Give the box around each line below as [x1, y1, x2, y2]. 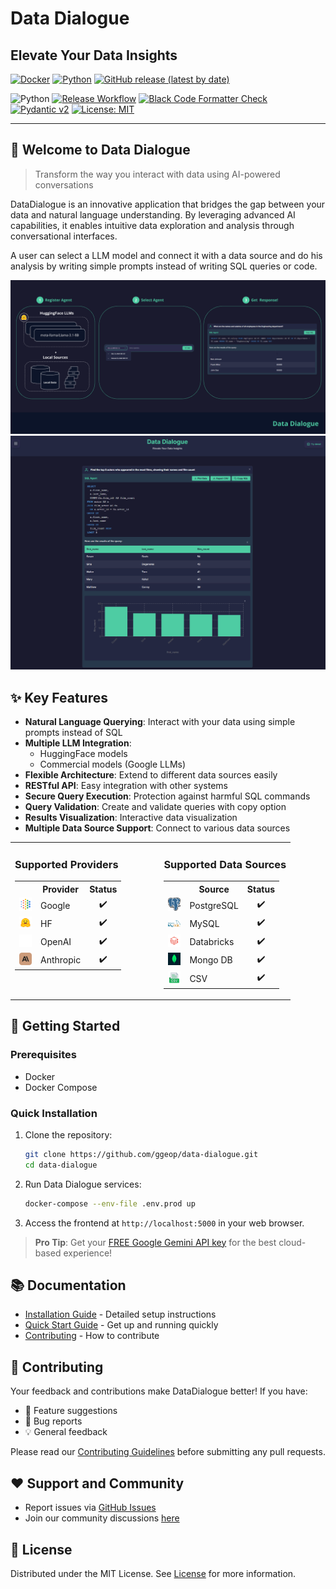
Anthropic [40, 954, 82, 966]
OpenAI [40, 936, 72, 948]
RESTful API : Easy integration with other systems [24, 780, 228, 792]
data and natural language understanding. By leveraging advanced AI [10, 208, 296, 221]
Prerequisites [10, 1048, 77, 1062]
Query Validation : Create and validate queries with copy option [24, 801, 287, 813]
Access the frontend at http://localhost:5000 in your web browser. [24, 1217, 305, 1229]
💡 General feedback [24, 1426, 108, 1438]
